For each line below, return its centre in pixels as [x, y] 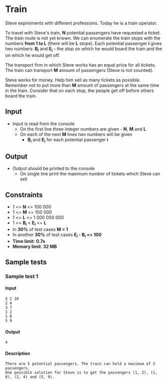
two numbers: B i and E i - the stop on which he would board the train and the [84, 49]
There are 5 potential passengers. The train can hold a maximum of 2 [80, 364]
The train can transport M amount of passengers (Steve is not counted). [79, 70]
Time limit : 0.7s [29, 241]
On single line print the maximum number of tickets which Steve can [90, 174]
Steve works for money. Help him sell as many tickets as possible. [73, 80]
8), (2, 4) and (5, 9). [30, 377]
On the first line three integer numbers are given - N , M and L [83, 129]
